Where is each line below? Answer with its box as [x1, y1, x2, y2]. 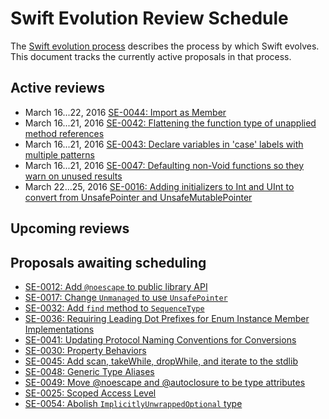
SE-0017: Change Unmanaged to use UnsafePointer [24, 291, 228, 303]
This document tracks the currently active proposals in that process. [10, 50, 292, 62]
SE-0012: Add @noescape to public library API [24, 280, 208, 292]
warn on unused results [24, 170, 123, 182]
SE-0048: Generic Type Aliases [24, 365, 155, 377]
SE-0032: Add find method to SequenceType [24, 302, 205, 314]
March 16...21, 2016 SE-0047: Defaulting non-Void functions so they [24, 159, 305, 171]
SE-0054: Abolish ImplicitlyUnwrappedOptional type [24, 397, 243, 409]
